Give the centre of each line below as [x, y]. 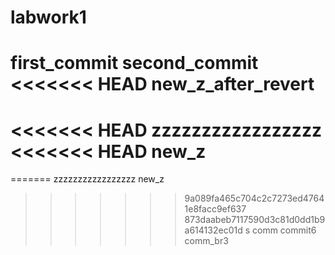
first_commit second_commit [134, 63]
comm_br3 [206, 241]
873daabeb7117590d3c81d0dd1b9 [255, 220]
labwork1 [48, 17]
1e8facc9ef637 [215, 209]
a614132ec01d [213, 230]
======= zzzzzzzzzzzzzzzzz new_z [87, 179]
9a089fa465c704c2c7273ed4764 [254, 198]
